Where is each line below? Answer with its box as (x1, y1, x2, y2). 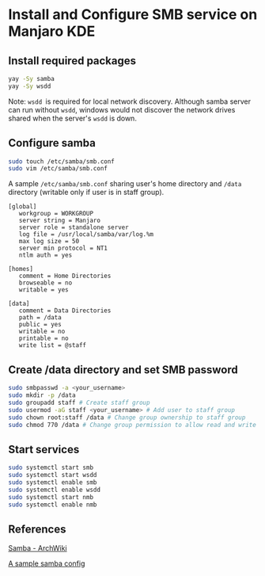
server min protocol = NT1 (18, 244, 108, 253)
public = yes (18, 321, 62, 329)
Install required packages (8, 54, 137, 67)
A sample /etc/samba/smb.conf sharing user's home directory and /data (8, 179, 242, 189)
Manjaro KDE (8, 22, 96, 40)
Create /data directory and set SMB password (8, 363, 239, 376)
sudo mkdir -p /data (8, 391, 77, 399)
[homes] (8, 265, 34, 273)
